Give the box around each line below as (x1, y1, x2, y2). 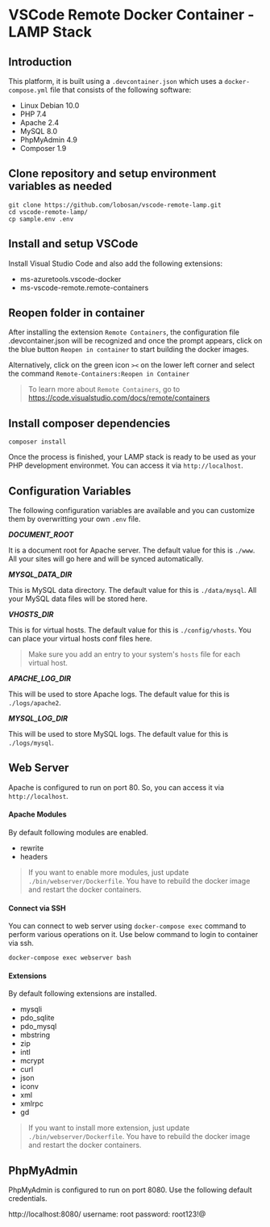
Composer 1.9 (19, 144, 67, 153)
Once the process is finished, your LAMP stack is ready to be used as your (8, 452, 256, 462)
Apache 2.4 (19, 118, 60, 127)
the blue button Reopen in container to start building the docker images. (8, 345, 250, 355)
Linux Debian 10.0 (19, 101, 80, 110)
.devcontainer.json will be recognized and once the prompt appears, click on (8, 336, 263, 346)
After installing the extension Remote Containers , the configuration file (8, 327, 240, 337)
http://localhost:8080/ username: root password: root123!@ (8, 1209, 206, 1219)
